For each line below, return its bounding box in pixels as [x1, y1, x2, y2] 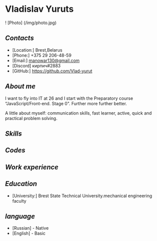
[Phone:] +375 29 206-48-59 [12, 52, 72, 58]
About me [5, 82, 36, 90]
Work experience [5, 163, 59, 171]
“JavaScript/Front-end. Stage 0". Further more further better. [5, 100, 127, 106]
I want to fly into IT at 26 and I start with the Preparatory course [5, 95, 134, 101]
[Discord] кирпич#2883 [12, 62, 61, 68]
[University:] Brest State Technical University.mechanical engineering [12, 193, 153, 199]
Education [5, 180, 38, 188]
